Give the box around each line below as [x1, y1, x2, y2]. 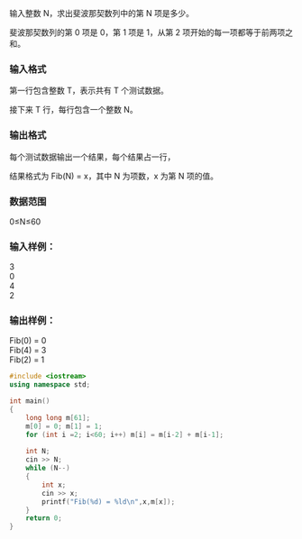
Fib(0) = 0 [9, 335, 47, 346]
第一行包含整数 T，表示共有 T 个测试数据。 [9, 85, 169, 96]
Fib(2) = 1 [9, 354, 45, 365]
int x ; [41, 480, 67, 489]
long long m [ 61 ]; [25, 413, 91, 422]
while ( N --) [25, 463, 70, 473]
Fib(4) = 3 [9, 345, 47, 356]
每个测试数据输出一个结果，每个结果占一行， [9, 151, 176, 162]
